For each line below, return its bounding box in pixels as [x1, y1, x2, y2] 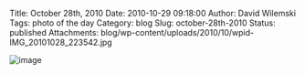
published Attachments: [9, 27, 99, 37]
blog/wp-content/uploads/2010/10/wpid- [100, 27, 255, 37]
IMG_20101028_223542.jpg [9, 37, 112, 48]
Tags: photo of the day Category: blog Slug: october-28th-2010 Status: [9, 17, 276, 28]
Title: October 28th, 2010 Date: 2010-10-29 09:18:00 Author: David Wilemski [9, 8, 297, 18]
